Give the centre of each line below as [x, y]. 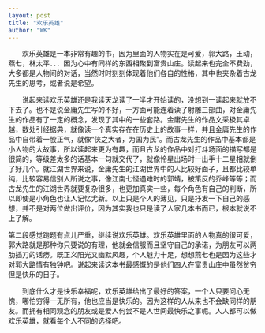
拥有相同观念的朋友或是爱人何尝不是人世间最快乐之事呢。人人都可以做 [143, 311]
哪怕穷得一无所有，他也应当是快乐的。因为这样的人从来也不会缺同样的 [136, 301]
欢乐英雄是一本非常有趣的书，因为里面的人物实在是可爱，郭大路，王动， [139, 54]
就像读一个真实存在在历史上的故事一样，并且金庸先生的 [160, 129]
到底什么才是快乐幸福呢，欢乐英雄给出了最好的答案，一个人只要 [125, 291]
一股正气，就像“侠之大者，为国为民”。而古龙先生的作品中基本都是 [149, 140]
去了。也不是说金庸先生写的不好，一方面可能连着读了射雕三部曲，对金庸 [132, 110]
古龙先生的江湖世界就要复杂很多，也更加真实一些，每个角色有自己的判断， [129, 189]
